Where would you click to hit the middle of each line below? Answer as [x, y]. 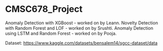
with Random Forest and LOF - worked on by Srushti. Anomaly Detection [79, 28]
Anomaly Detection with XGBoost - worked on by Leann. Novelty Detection [82, 23]
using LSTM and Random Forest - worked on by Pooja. [61, 33]
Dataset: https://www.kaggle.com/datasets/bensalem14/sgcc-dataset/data [81, 43]
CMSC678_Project [44, 9]
